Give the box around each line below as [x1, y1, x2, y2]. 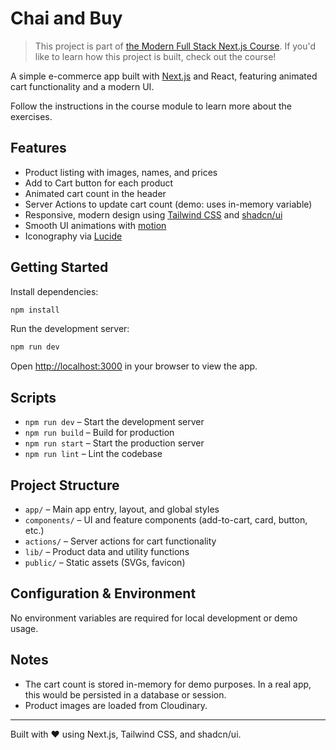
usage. [10, 622, 39, 634]
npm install [10, 305, 60, 315]
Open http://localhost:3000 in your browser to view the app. [10, 360, 258, 372]
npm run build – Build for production [24, 427, 175, 439]
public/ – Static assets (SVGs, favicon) [24, 556, 186, 568]
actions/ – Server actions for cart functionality [24, 535, 217, 547]
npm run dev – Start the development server [24, 416, 205, 428]
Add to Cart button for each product [24, 177, 174, 189]
